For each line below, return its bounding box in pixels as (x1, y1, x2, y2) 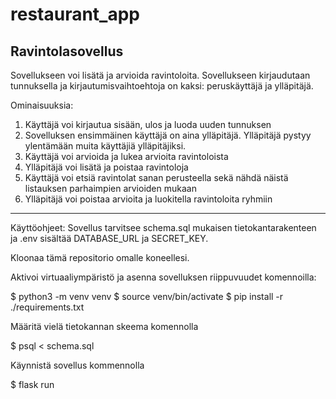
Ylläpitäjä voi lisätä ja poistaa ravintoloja (24, 161, 189, 173)
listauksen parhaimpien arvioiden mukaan (24, 183, 197, 194)
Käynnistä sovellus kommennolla (10, 359, 145, 371)
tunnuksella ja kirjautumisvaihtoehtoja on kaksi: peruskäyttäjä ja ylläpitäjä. (10, 80, 314, 92)
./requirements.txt (10, 301, 85, 313)
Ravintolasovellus (10, 43, 124, 60)
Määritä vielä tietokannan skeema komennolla (10, 321, 199, 332)
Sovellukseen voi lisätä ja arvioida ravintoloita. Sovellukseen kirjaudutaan (10, 69, 311, 81)
